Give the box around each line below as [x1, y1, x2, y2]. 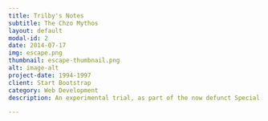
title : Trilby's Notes [8, 11, 84, 20]
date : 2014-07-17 [8, 42, 67, 50]
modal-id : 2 [8, 34, 48, 42]
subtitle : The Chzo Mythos [8, 19, 99, 27]
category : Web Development [8, 86, 99, 95]
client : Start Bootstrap [8, 79, 91, 87]
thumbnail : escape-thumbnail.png [8, 57, 120, 65]
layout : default [8, 26, 63, 34]
